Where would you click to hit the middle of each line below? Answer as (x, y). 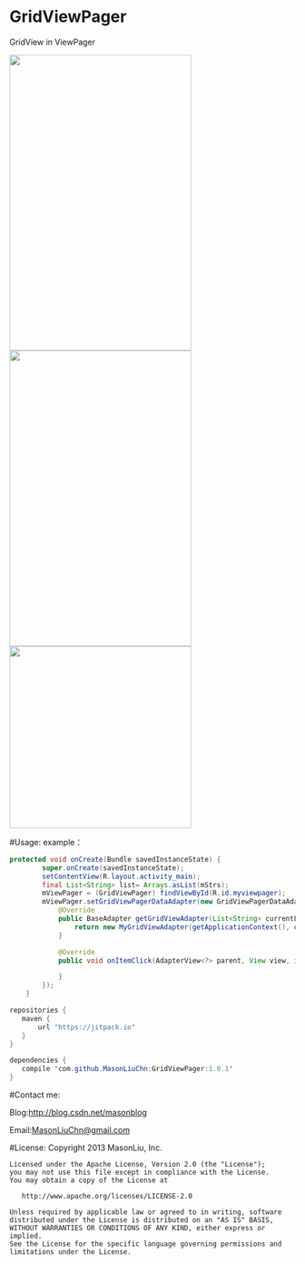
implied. (26, 1236)
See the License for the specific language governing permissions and (146, 1244)
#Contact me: (35, 1095)
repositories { (38, 1011)
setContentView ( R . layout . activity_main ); (122, 876)
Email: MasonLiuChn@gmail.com (69, 1130)
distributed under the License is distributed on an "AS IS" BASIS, (142, 1220)
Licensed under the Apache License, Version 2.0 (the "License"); (138, 1165)
